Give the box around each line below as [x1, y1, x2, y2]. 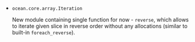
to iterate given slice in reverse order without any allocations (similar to [11, 23, 188, 29]
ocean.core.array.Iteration [11, 5, 82, 11]
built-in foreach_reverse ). [11, 29, 75, 36]
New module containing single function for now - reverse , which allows [11, 16, 189, 23]
